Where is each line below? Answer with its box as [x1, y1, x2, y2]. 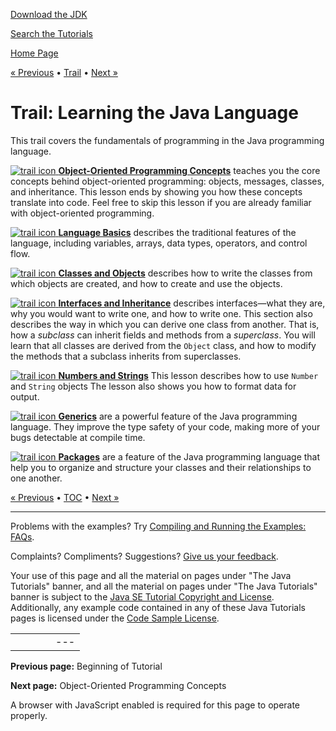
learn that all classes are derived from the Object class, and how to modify [10, 339, 317, 351]
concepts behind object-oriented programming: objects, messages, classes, [10, 175, 325, 187]
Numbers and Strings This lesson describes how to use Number [58, 369, 319, 381]
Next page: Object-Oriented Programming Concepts [10, 679, 227, 691]
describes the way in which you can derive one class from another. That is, [10, 318, 320, 330]
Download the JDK [10, 9, 88, 20]
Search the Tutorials [10, 28, 93, 39]
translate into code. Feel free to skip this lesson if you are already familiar [10, 196, 312, 208]
